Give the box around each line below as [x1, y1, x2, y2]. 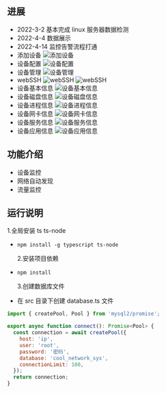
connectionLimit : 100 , [19, 361, 84, 368]
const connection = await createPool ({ [13, 329, 127, 336]
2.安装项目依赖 [16, 255, 59, 263]
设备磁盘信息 [16, 92, 53, 101]
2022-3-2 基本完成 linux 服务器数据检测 [16, 25, 129, 34]
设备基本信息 [16, 84, 53, 92]
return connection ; [13, 374, 69, 381]
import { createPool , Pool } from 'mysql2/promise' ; [7, 310, 161, 318]
